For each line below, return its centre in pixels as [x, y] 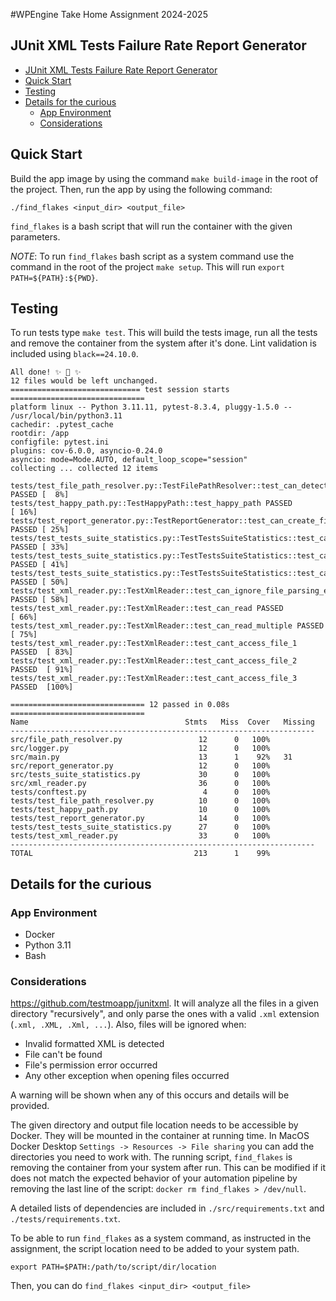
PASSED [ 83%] [42, 652]
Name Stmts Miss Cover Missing [162, 722]
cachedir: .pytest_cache [62, 425]
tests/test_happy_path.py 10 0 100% [140, 810]
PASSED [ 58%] [40, 600]
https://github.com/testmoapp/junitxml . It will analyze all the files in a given [164, 1003]
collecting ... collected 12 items [84, 469]
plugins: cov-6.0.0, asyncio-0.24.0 [86, 451]
